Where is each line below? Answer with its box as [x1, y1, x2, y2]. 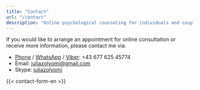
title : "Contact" [6, 8, 49, 15]
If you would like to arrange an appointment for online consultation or [6, 36, 176, 43]
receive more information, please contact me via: [6, 42, 127, 49]
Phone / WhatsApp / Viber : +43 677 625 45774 [14, 54, 131, 61]
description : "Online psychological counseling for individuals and [6, 20, 180, 25]
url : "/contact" [6, 14, 46, 20]
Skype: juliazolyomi [14, 66, 62, 73]
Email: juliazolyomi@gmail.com [14, 60, 91, 67]
